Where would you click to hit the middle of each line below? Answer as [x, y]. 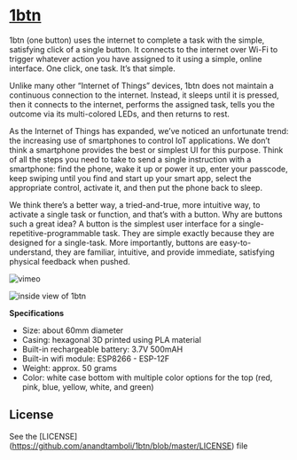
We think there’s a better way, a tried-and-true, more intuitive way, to [135, 204]
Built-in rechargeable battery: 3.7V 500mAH [102, 349]
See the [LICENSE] [43, 436]
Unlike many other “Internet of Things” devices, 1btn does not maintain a [142, 85]
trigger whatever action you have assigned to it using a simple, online [136, 59]
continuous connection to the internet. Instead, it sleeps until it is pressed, [144, 95]
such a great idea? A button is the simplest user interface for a [123, 224]
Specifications [37, 313]
